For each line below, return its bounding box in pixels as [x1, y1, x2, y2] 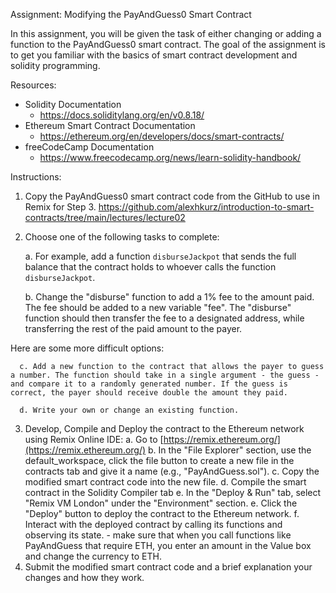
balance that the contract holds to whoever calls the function [24, 261, 277, 273]
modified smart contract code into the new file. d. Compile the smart [24, 476, 307, 488]
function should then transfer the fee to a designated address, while [24, 312, 305, 324]
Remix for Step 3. [24, 201, 97, 213]
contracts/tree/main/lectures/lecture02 [24, 212, 186, 223]
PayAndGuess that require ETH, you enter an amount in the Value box [24, 540, 312, 551]
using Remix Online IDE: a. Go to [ [24, 434, 164, 445]
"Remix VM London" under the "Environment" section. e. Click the [24, 497, 298, 509]
